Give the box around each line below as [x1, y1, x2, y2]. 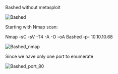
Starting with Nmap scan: [5, 24, 58, 30]
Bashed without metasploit [5, 5, 61, 10]
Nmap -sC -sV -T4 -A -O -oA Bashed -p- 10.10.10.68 [5, 34, 113, 40]
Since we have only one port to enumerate [5, 53, 93, 59]
